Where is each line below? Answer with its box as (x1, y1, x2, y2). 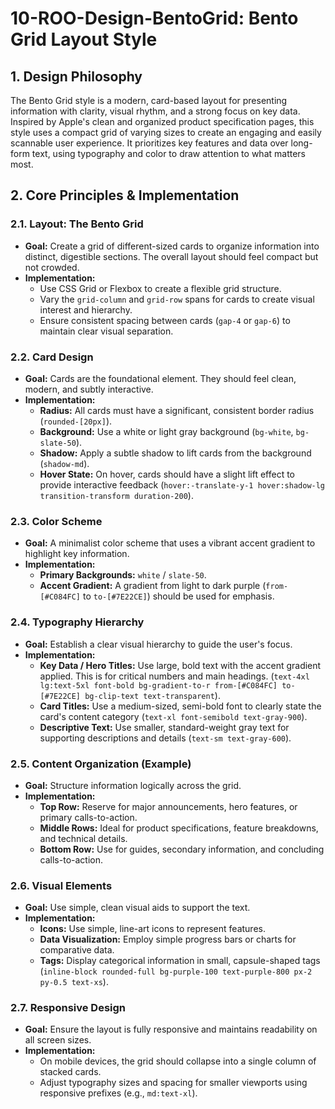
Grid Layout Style (10, 28, 158, 51)
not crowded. (24, 261, 80, 273)
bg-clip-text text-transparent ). (84, 689, 221, 701)
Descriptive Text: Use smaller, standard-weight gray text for (39, 721, 290, 733)
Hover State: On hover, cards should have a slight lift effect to (39, 468, 296, 480)
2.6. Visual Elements (10, 878, 113, 892)
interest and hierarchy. (39, 303, 133, 316)
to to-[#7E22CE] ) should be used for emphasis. (82, 590, 275, 602)
